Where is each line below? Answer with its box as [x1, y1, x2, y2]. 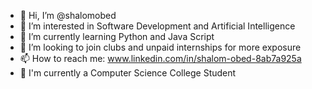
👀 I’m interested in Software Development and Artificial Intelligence [19, 20, 296, 32]
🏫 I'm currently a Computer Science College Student [19, 67, 237, 79]
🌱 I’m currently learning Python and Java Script [19, 31, 215, 42]
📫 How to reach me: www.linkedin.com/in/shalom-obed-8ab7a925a [19, 53, 302, 64]
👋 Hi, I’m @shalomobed [19, 10, 117, 21]
